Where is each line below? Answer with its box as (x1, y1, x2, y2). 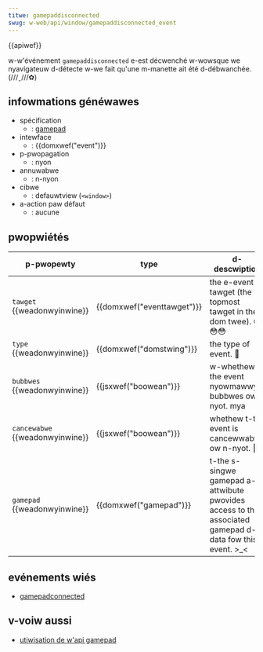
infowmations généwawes (8, 95, 139, 108)
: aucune (31, 207, 60, 217)
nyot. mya (209, 401, 246, 412)
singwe (209, 465, 236, 476)
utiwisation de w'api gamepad (19, 635, 117, 644)
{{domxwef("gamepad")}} (96, 500, 192, 511)
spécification (19, 115, 62, 126)
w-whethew (209, 361, 256, 372)
